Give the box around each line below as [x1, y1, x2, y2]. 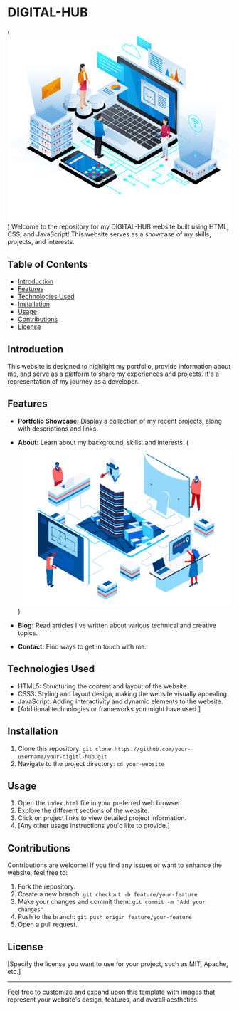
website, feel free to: [7, 869, 68, 877]
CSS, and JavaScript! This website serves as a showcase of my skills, [7, 230, 211, 239]
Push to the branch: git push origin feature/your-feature [17, 913, 192, 921]
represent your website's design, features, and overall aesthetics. [7, 995, 199, 1004]
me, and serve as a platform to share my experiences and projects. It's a [7, 370, 219, 378]
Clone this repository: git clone [17, 744, 112, 753]
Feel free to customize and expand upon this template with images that [7, 988, 216, 996]
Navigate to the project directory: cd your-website [17, 759, 165, 768]
